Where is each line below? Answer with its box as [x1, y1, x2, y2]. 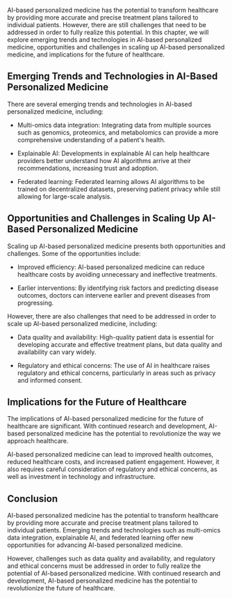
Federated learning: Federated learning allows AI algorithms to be [17, 177, 205, 185]
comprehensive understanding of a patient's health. [17, 135, 166, 144]
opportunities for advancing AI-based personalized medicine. [7, 541, 183, 549]
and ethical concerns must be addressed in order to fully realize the [7, 562, 201, 570]
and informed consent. [17, 376, 83, 384]
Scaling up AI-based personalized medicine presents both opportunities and [7, 242, 226, 250]
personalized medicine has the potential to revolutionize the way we [26, 429, 221, 438]
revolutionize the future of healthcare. [7, 584, 116, 592]
